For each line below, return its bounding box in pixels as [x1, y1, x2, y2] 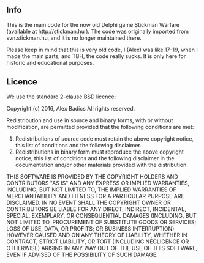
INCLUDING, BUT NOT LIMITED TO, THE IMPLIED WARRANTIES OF [6, 186, 176, 193]
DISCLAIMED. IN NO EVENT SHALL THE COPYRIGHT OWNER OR [6, 199, 172, 206]
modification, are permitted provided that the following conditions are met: [6, 123, 194, 130]
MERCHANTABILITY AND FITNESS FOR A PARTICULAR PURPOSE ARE [6, 192, 185, 199]
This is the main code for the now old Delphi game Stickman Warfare [6, 21, 180, 28]
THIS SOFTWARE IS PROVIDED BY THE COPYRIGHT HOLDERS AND [6, 172, 179, 180]
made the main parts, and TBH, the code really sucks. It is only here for [6, 52, 186, 60]
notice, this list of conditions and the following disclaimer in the [15, 154, 175, 161]
